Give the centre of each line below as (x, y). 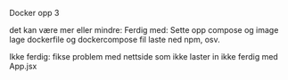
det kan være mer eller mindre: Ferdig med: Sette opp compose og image (144, 30)
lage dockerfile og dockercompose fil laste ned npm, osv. (115, 40)
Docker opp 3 (34, 13)
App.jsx (23, 66)
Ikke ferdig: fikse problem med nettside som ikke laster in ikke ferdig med (144, 56)
